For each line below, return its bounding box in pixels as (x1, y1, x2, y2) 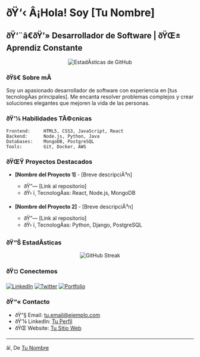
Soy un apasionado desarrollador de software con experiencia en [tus (6, 87, 177, 94)
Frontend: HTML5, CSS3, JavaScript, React (6, 128, 124, 134)
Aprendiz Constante (6, 42, 83, 53)
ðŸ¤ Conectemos (6, 267, 58, 275)
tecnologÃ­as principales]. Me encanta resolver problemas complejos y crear (6, 93, 194, 101)
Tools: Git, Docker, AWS (6, 144, 86, 150)
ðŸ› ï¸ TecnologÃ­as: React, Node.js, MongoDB (23, 189, 136, 196)
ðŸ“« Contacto (6, 298, 50, 306)
